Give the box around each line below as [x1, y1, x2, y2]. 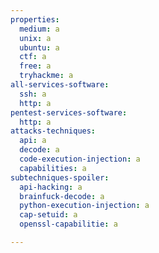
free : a [19, 61, 52, 71]
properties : [10, 14, 60, 25]
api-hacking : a [19, 182, 83, 192]
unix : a [19, 33, 52, 43]
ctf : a [19, 52, 47, 62]
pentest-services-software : [10, 107, 128, 118]
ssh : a [19, 89, 47, 99]
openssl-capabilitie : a [19, 219, 118, 230]
